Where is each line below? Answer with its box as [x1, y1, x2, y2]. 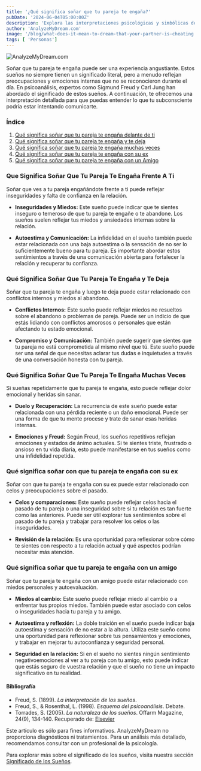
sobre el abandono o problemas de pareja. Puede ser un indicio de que [14, 312, 190, 319]
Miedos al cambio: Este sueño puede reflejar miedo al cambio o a [14, 595, 178, 602]
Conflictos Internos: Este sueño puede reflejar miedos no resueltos [14, 306, 182, 313]
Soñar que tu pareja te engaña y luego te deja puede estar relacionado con [6, 288, 191, 295]
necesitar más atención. [14, 549, 75, 556]
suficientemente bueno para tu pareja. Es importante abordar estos [14, 247, 181, 254]
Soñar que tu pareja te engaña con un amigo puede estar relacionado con [6, 577, 188, 584]
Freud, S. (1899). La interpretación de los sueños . [14, 696, 137, 703]
